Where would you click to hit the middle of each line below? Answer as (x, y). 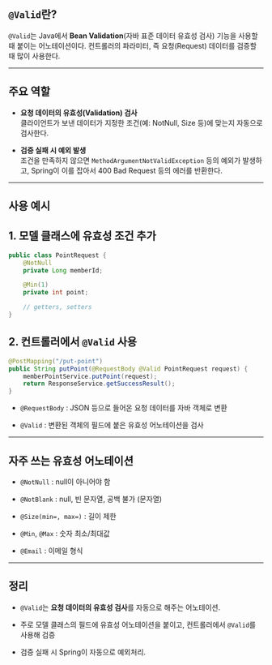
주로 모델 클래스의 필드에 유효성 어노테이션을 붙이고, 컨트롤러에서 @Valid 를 (138, 624)
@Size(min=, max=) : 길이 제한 (68, 516)
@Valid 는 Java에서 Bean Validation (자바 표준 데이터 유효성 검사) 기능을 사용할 (133, 36)
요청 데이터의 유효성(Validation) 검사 (79, 113)
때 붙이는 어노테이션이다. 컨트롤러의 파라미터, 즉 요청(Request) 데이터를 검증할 (133, 45)
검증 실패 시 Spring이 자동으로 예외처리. (83, 652)
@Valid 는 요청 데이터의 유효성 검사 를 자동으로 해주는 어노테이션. (120, 607)
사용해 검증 (38, 634)
